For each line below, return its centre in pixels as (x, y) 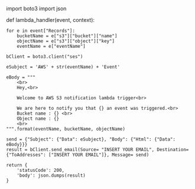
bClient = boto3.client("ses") (45, 57)
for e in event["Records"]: (41, 31)
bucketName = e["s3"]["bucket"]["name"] (67, 36)
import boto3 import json (36, 9)
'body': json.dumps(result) (51, 175)
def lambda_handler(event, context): (51, 20)
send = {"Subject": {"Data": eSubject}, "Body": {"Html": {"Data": (91, 139)
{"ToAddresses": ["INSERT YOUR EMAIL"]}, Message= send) (78, 155)
